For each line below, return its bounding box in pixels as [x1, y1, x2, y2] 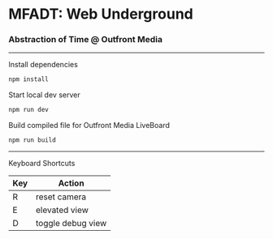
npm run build [8, 136, 57, 144]
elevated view [35, 204, 89, 216]
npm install [8, 75, 49, 83]
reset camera [35, 191, 87, 203]
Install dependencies [8, 60, 79, 70]
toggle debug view [35, 218, 107, 229]
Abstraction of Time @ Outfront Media [8, 34, 162, 45]
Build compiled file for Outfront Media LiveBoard [8, 121, 171, 130]
